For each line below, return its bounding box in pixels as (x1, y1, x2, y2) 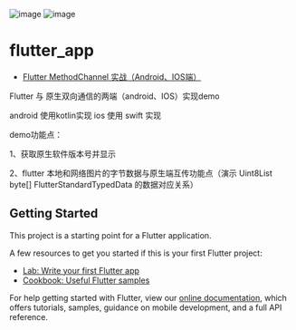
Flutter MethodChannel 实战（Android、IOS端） (22, 71, 202, 82)
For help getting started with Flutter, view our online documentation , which (9, 292, 288, 303)
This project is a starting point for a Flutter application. (9, 229, 212, 240)
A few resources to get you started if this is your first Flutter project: (9, 247, 263, 258)
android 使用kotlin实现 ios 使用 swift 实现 (9, 110, 161, 121)
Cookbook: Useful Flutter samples (22, 275, 150, 286)
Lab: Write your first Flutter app (22, 265, 140, 276)
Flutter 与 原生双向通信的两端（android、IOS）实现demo (9, 91, 220, 102)
